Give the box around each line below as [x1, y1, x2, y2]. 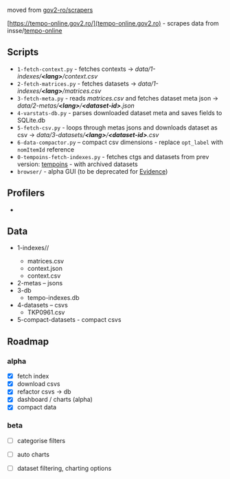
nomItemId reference [16, 145, 74, 154]
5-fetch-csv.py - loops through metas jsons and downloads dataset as [16, 123, 218, 132]
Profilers [7, 187, 45, 199]
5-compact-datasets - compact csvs [16, 316, 122, 324]
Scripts [7, 46, 39, 58]
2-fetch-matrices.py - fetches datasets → [16, 79, 137, 88]
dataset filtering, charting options [16, 464, 112, 472]
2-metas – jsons [16, 279, 63, 287]
